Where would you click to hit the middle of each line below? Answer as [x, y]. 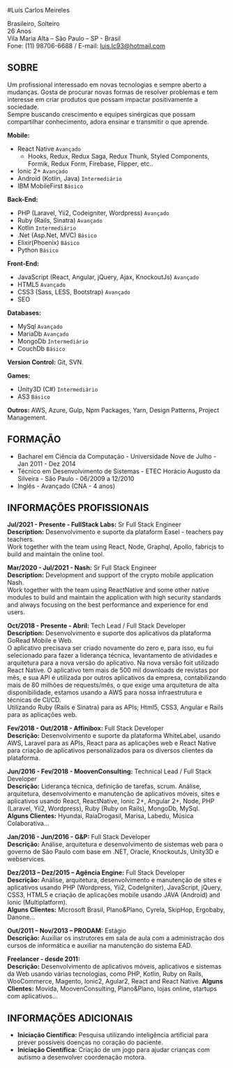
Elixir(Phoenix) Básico [48, 242]
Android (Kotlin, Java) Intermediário [70, 178]
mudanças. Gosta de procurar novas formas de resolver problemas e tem [113, 92]
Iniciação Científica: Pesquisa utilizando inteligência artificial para [113, 1035]
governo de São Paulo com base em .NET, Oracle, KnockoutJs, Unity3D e [113, 852]
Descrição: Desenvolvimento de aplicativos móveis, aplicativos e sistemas [114, 967]
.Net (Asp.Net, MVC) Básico [57, 235]
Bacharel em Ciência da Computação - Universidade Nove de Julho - [117, 456]
